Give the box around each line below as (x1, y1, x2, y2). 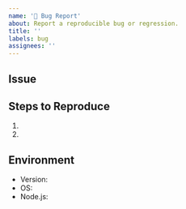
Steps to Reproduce (8, 99, 111, 113)
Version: (19, 175, 49, 185)
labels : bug (8, 34, 49, 43)
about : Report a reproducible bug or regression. (8, 19, 180, 28)
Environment (8, 153, 75, 167)
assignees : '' (8, 42, 57, 50)
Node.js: (19, 192, 49, 202)
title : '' (8, 27, 42, 35)
